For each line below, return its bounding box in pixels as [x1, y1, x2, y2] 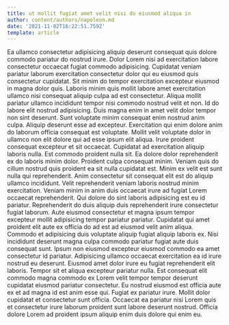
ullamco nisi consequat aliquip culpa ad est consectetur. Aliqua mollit [7, 92, 202, 100]
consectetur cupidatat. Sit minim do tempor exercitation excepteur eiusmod [7, 77, 220, 86]
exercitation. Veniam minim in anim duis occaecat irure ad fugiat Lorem [7, 186, 207, 195]
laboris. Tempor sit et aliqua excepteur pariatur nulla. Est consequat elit [7, 267, 207, 275]
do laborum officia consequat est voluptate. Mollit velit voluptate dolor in [7, 128, 211, 136]
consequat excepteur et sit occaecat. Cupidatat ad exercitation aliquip [7, 143, 205, 151]
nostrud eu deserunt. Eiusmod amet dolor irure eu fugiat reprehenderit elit [7, 259, 215, 267]
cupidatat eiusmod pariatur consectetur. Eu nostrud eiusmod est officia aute [7, 281, 221, 289]
